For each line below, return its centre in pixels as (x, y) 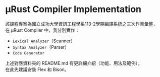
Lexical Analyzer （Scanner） (44, 41)
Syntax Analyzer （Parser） (41, 47)
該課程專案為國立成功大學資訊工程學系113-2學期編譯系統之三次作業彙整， (82, 24)
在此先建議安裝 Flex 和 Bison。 (37, 69)
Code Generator (29, 53)
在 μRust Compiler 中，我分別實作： (42, 30)
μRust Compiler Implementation (73, 9)
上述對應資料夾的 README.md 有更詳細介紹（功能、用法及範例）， (74, 63)
